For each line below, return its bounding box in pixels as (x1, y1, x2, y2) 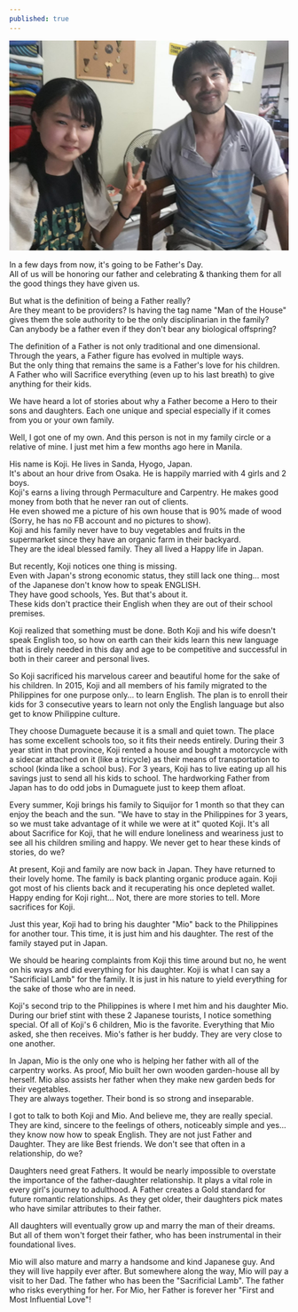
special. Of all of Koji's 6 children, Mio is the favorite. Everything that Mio (9, 1019, 275, 1030)
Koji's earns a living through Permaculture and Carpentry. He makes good (9, 487, 279, 497)
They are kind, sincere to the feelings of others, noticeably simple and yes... (9, 1119, 286, 1130)
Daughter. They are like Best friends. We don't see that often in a (9, 1138, 246, 1149)
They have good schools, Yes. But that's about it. (9, 589, 189, 600)
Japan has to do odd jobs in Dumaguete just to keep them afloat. (9, 782, 246, 792)
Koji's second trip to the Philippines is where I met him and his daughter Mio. (9, 1000, 289, 1011)
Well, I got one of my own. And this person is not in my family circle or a (9, 432, 271, 442)
